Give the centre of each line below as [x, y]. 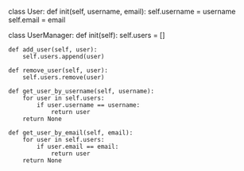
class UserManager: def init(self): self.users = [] [87, 35]
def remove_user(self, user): [58, 70]
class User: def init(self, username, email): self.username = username [122, 11]
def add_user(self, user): [53, 50]
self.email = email [37, 20]
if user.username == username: [89, 105]
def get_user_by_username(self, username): [81, 91]
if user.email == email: [78, 146]
